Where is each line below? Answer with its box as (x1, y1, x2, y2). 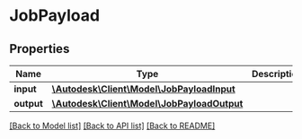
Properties (9, 41, 70, 56)
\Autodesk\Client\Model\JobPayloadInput (51, 83, 235, 95)
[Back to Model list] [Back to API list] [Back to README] (9, 120, 216, 131)
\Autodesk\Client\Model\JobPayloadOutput (51, 98, 244, 109)
